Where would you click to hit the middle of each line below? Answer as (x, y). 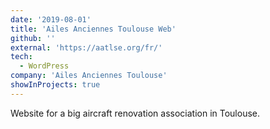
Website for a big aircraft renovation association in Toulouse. (135, 113)
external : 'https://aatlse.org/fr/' (86, 47)
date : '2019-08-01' (51, 19)
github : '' (33, 38)
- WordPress (44, 66)
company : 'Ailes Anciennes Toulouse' (89, 76)
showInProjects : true (55, 85)
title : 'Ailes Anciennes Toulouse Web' (93, 29)
